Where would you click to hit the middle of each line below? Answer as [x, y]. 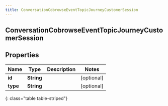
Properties [22, 55]
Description [61, 69]
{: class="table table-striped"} [36, 98]
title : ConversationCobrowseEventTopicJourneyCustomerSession [72, 10]
